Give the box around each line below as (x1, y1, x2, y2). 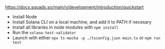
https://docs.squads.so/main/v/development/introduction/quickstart (5, 4, 144, 10)
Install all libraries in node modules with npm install (12, 24, 119, 30)
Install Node (12, 14, 37, 19)
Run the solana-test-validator (12, 30, 76, 35)
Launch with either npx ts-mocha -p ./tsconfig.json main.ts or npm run (12, 35, 161, 41)
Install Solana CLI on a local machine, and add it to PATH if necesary (12, 19, 152, 25)
